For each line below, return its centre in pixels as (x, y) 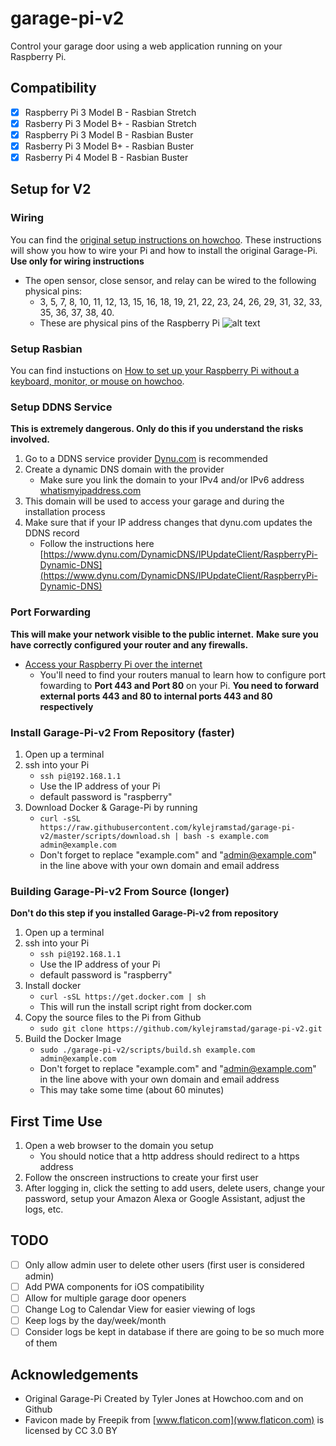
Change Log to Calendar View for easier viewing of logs (140, 1309)
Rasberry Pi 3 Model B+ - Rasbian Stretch (110, 123)
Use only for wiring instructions (77, 261)
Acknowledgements (74, 1374)
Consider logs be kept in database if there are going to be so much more (174, 1332)
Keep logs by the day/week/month (95, 1321)
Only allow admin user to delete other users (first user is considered (164, 1264)
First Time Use (56, 1121)
